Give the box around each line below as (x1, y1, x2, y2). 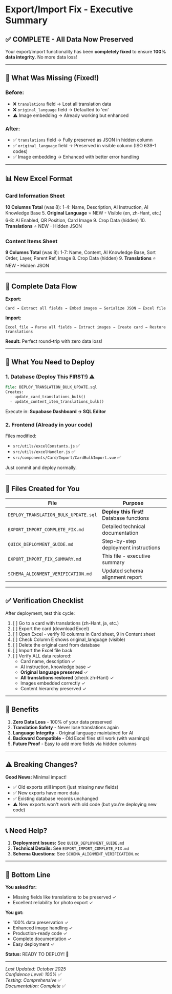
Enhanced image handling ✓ (12, 925, 73, 931)
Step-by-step (102, 538, 137, 545)
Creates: (5, 389, 24, 395)
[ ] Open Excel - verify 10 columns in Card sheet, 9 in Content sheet (12, 631, 155, 637)
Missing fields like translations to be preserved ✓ (12, 894, 117, 900)
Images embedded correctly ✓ (20, 680, 85, 686)
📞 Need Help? (5, 826, 48, 835)
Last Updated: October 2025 (5, 966, 67, 972)
